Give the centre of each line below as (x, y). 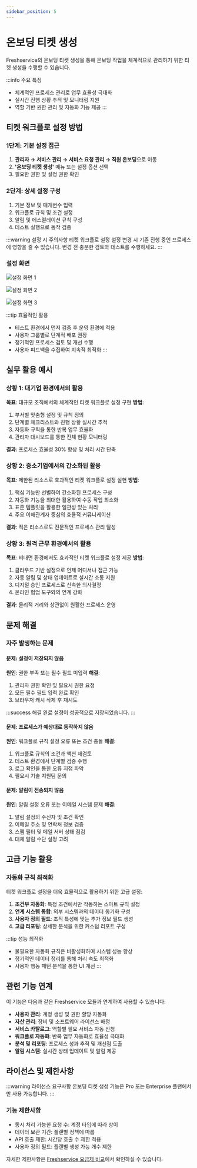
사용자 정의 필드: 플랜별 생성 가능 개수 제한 (63, 1146)
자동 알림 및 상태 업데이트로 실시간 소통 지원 (65, 578)
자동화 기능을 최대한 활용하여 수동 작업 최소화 (66, 500)
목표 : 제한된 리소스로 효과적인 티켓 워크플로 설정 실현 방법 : (73, 480)
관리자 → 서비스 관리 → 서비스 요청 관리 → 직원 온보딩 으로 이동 (86, 160)
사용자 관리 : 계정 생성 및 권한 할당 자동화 (61, 1014)
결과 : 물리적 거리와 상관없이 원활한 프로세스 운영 (61, 605)
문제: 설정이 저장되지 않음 (35, 658)
